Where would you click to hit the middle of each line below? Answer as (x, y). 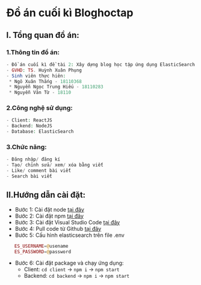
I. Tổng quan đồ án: (43, 35)
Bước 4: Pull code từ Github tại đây (58, 228)
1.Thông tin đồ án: (33, 52)
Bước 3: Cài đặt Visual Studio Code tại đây (67, 222)
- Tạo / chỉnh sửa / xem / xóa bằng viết (55, 165)
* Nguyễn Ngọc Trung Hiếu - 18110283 (56, 87)
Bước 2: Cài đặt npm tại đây (49, 216)
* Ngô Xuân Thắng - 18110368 (45, 81)
